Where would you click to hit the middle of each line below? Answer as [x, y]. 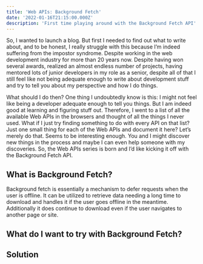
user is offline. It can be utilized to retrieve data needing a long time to [94, 195]
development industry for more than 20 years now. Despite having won [95, 60]
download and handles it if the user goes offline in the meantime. [87, 202]
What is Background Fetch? [59, 174]
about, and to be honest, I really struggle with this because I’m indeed [93, 47]
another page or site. [32, 215]
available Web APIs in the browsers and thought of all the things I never [95, 117]
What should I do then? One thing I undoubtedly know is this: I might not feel [101, 97]
